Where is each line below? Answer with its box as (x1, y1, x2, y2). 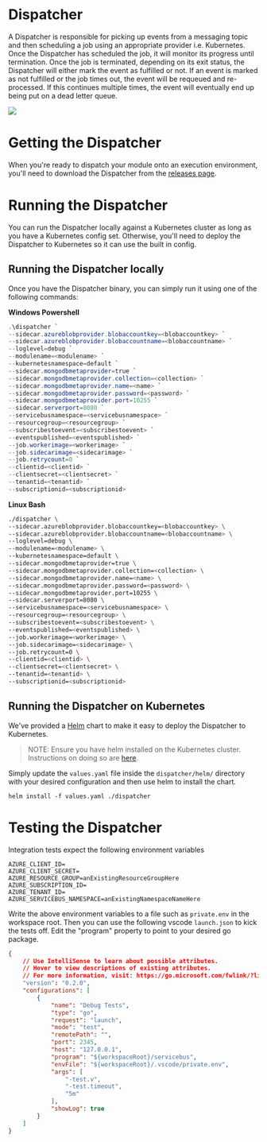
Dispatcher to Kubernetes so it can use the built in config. (8, 239, 197, 249)
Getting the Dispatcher (8, 134, 161, 152)
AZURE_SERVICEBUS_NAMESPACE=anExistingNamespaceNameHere (8, 895, 201, 903)
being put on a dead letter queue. (8, 91, 118, 100)
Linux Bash (8, 499, 46, 509)
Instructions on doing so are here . (27, 753, 139, 762)
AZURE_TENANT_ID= (8, 888, 66, 896)
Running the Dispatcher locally (8, 262, 164, 276)
